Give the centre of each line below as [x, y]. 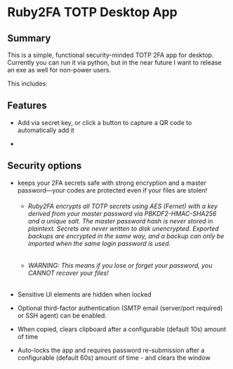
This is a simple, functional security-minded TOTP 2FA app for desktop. [111, 55]
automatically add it [46, 130]
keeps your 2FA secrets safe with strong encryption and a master [112, 183]
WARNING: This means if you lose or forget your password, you [120, 265]
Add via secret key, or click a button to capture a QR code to [105, 122]
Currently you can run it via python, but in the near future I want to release [115, 63]
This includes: [27, 84]
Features [27, 106]
